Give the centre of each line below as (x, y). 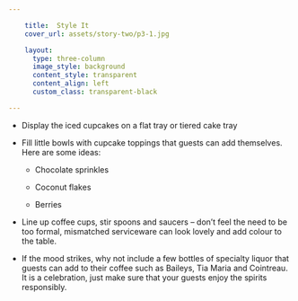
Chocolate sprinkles (72, 169)
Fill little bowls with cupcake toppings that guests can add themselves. (152, 142)
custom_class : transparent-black (95, 92)
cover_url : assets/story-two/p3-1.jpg (97, 34)
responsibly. (44, 287)
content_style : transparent (85, 75)
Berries (48, 204)
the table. (39, 241)
